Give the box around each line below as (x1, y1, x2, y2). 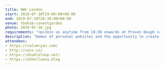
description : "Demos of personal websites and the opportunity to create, (5, 34, 162, 39)
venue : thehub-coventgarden (5, 20, 63, 26)
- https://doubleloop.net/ (5, 52, 60, 57)
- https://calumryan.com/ (5, 43, 58, 48)
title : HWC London (5, 7, 43, 12)
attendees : (5, 39, 27, 44)
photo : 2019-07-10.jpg (5, 25, 52, 30)
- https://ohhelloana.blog (5, 57, 60, 62)
